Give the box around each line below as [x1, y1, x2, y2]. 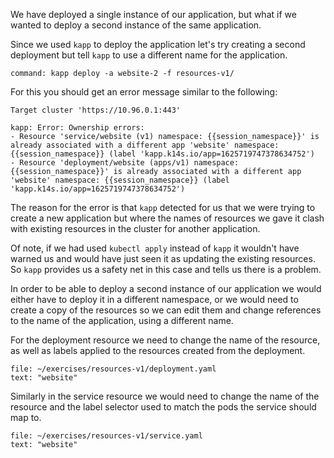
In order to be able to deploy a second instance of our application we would [10, 283, 322, 294]
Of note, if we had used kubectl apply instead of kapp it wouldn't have [10, 242, 300, 254]
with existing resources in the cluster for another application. [10, 223, 261, 234]
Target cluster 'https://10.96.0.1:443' [10, 105, 182, 115]
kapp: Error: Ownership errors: [10, 123, 145, 133]
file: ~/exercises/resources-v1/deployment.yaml [10, 364, 217, 374]
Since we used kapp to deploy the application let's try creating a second [10, 39, 306, 50]
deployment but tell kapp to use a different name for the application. [10, 49, 288, 61]
